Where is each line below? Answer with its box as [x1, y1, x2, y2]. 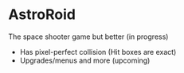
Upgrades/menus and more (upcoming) [19, 56, 151, 65]
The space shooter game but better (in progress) [8, 32, 169, 41]
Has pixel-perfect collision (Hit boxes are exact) [19, 47, 177, 56]
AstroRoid [8, 6, 76, 24]
